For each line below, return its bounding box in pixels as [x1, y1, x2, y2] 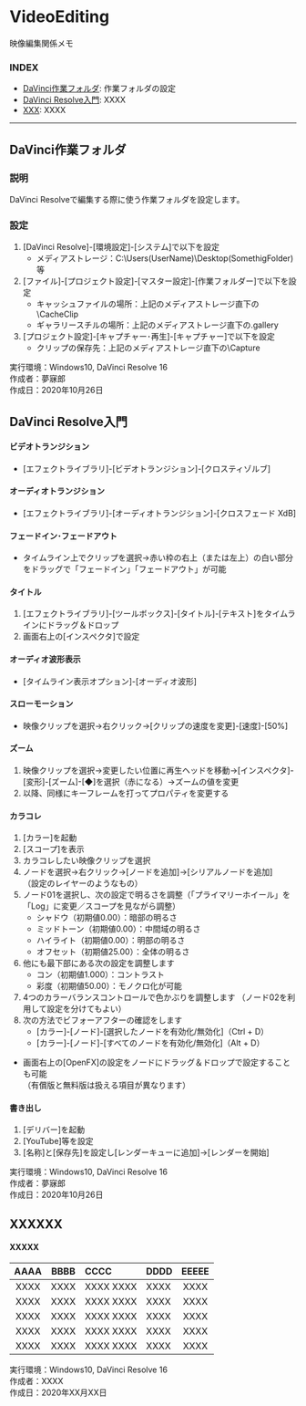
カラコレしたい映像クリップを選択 [22, 855, 151, 866]
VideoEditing [9, 6, 110, 27]
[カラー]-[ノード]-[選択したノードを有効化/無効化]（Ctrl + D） [36, 1026, 270, 1037]
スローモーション [9, 698, 74, 709]
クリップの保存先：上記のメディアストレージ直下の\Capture [36, 342, 261, 353]
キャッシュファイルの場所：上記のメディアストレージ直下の [36, 298, 260, 309]
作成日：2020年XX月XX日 [9, 1387, 107, 1398]
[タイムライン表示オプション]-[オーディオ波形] [22, 675, 198, 686]
